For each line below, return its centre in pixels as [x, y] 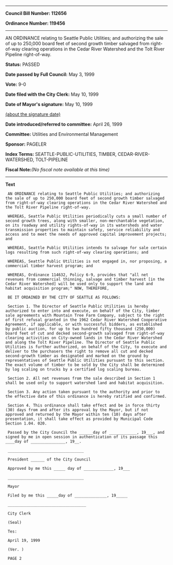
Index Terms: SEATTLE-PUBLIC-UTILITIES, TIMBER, [61, 154]
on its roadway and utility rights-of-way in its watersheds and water [84, 225]
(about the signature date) [33, 114]
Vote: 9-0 [16, 84]
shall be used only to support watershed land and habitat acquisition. [85, 383]
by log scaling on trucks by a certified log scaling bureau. [73, 369]
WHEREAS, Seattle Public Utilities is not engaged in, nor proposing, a [87, 261]
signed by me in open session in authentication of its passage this [82, 437]
